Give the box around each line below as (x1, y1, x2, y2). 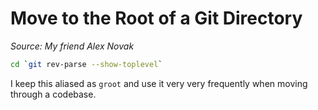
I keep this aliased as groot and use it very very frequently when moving (10, 77, 308, 89)
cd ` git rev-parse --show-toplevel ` (10, 59, 163, 69)
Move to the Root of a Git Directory (10, 7, 303, 30)
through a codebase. (10, 88, 97, 100)
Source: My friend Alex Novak (10, 40, 135, 52)
